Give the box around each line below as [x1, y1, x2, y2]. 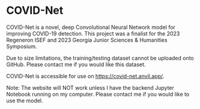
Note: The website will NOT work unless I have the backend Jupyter [6, 84, 174, 91]
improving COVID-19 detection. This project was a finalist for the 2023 [6, 30, 180, 37]
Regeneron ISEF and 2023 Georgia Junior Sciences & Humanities [6, 36, 168, 43]
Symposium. [6, 43, 37, 50]
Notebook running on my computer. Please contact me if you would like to [6, 90, 190, 98]
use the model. [6, 97, 43, 104]
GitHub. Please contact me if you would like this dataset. [6, 61, 146, 68]
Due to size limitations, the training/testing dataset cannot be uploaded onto [6, 54, 194, 61]
